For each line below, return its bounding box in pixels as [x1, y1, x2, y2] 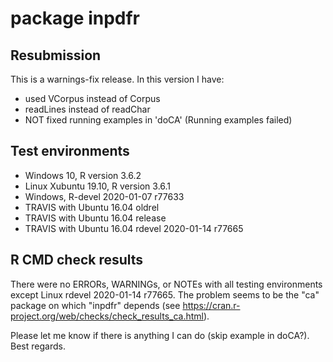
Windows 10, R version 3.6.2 [24, 169, 142, 181]
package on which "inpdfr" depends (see [10, 299, 181, 311]
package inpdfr [10, 7, 141, 30]
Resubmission [10, 47, 102, 64]
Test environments [10, 143, 130, 160]
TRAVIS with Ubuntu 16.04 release [24, 212, 167, 224]
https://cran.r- [182, 299, 241, 311]
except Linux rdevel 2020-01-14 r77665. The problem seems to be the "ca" [10, 288, 320, 301]
